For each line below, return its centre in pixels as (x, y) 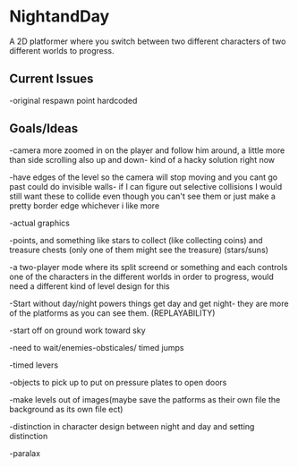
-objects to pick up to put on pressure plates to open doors (118, 382)
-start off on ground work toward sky (77, 330)
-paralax (25, 453)
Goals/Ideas (44, 128)
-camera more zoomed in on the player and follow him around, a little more (147, 150)
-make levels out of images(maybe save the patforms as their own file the (145, 399)
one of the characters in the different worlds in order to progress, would (142, 276)
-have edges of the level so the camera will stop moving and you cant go (144, 177)
